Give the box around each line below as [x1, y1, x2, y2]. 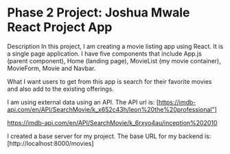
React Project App [7, 19, 113, 35]
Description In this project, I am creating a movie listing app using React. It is [7, 42, 224, 50]
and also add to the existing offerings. [7, 85, 115, 93]
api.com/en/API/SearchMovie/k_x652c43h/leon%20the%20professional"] [7, 105, 218, 113]
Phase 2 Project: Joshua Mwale [7, 5, 190, 21]
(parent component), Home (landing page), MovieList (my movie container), [7, 56, 221, 65]
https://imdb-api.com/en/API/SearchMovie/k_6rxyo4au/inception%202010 [7, 118, 218, 126]
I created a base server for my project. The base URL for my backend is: [7, 132, 211, 140]
